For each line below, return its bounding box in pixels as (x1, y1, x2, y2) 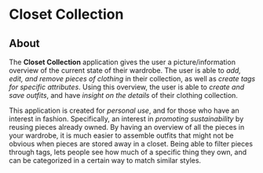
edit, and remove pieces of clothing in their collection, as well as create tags (9, 74, 256, 83)
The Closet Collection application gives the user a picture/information (9, 57, 236, 67)
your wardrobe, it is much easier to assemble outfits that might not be (9, 131, 234, 140)
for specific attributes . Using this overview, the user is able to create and (9, 82, 245, 92)
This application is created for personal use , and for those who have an (9, 106, 239, 115)
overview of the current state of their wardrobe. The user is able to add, (9, 66, 242, 75)
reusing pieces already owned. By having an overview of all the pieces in (9, 123, 245, 132)
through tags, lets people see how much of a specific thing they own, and (9, 147, 247, 157)
